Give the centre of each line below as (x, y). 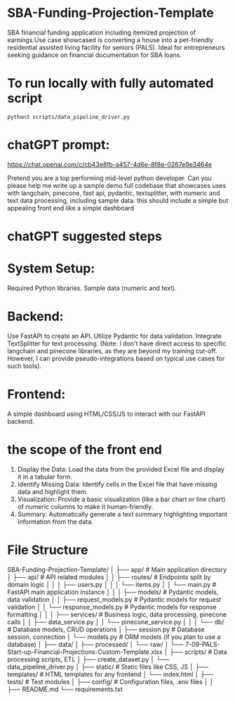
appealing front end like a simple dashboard (71, 208)
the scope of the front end (85, 450)
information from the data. (55, 522)
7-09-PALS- (202, 644)
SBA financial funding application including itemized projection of (102, 32)
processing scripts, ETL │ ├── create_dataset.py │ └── (88, 659)
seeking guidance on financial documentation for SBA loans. (95, 55)
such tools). (25, 366)
